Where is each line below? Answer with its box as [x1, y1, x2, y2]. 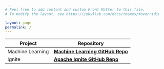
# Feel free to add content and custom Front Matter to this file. [5, 7, 145, 12]
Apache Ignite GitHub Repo [53, 56, 119, 63]
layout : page [5, 20, 32, 25]
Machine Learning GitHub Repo [53, 48, 128, 55]
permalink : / [5, 25, 32, 29]
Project [19, 40, 37, 47]
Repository [78, 40, 104, 47]
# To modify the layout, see [5, 12, 64, 16]
